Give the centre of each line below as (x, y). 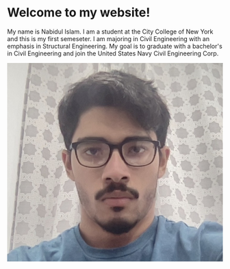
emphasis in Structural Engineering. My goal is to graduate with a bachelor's (115, 46)
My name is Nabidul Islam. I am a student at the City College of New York (110, 31)
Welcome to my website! (79, 13)
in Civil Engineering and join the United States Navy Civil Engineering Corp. (113, 53)
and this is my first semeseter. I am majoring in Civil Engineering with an (108, 38)
